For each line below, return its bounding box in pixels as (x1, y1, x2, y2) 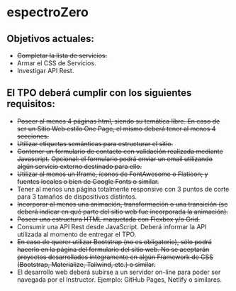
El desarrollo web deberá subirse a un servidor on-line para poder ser (16, 268, 221, 276)
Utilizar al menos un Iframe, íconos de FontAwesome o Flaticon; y (16, 170, 208, 178)
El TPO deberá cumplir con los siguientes (6, 87, 192, 99)
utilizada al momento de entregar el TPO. (16, 230, 137, 238)
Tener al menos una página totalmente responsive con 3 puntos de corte (16, 185, 230, 193)
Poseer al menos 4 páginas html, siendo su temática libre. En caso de (16, 116, 220, 125)
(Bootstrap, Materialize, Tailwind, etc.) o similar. (16, 260, 156, 268)
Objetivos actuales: (6, 33, 95, 45)
